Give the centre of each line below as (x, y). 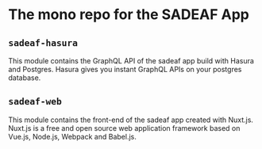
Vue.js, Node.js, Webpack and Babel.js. (72, 136)
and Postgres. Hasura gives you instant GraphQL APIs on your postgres (125, 69)
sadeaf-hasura (43, 43)
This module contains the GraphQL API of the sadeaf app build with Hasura (131, 61)
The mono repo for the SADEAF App (129, 15)
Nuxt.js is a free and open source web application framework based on (124, 128)
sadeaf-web (35, 102)
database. (25, 78)
